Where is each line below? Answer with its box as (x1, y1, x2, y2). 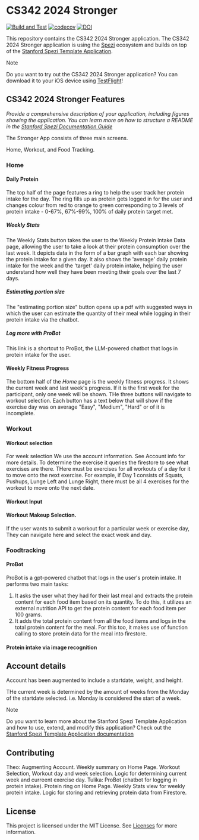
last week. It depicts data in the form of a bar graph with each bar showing (6, 249, 189, 257)
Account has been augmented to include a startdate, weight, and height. (6, 677, 183, 684)
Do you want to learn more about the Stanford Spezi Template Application (6, 718, 187, 725)
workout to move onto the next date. (6, 484, 95, 492)
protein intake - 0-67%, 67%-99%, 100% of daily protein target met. (6, 208, 173, 215)
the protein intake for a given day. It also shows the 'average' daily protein (6, 255, 187, 262)
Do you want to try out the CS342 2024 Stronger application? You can (6, 70, 178, 78)
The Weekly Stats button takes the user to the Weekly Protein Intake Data (6, 236, 186, 243)
